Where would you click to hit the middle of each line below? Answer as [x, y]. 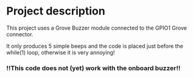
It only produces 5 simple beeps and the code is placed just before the [95, 46]
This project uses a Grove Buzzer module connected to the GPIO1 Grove [97, 28]
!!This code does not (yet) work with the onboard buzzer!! [93, 68]
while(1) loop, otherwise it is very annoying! [61, 52]
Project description [56, 11]
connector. [20, 34]
